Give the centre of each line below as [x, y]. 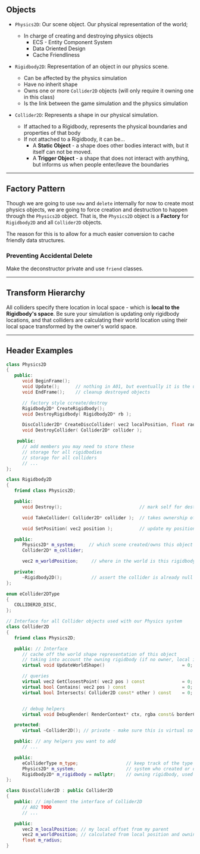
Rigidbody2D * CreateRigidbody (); [63, 408]
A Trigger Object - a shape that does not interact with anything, [111, 158]
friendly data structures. [36, 240]
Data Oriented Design [59, 48]
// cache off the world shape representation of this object [99, 654]
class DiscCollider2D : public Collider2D [60, 791]
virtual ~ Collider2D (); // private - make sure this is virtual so [107, 730]
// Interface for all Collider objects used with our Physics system [94, 621]
